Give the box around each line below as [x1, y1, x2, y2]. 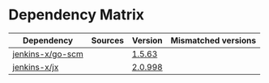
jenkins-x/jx [12, 61, 59, 73]
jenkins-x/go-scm [12, 48, 83, 60]
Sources [91, 35, 124, 46]
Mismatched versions [170, 35, 257, 46]
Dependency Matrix [8, 6, 144, 24]
